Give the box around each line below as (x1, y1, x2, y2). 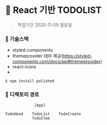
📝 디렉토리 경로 (5, 91, 39, 98)
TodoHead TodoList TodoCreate (5, 111, 81, 117)
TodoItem (31, 116, 50, 121)
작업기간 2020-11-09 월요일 (17, 22, 72, 28)
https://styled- (62, 53, 93, 59)
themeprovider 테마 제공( (12, 53, 63, 59)
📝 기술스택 (5, 35, 29, 42)
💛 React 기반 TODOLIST (5, 4, 102, 16)
